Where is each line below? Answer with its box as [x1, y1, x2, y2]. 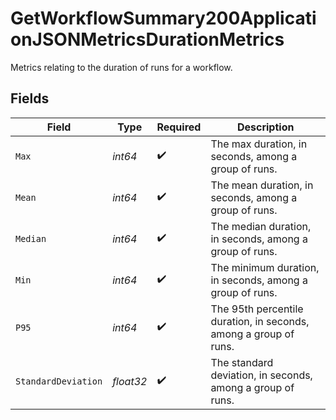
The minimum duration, [210, 260, 320, 274]
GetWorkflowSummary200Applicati [10, 7, 317, 30]
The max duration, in [210, 137, 308, 151]
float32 [112, 374, 148, 388]
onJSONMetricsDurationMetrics [10, 28, 285, 51]
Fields [10, 90, 50, 107]
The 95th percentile [210, 302, 304, 316]
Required [156, 120, 202, 134]
